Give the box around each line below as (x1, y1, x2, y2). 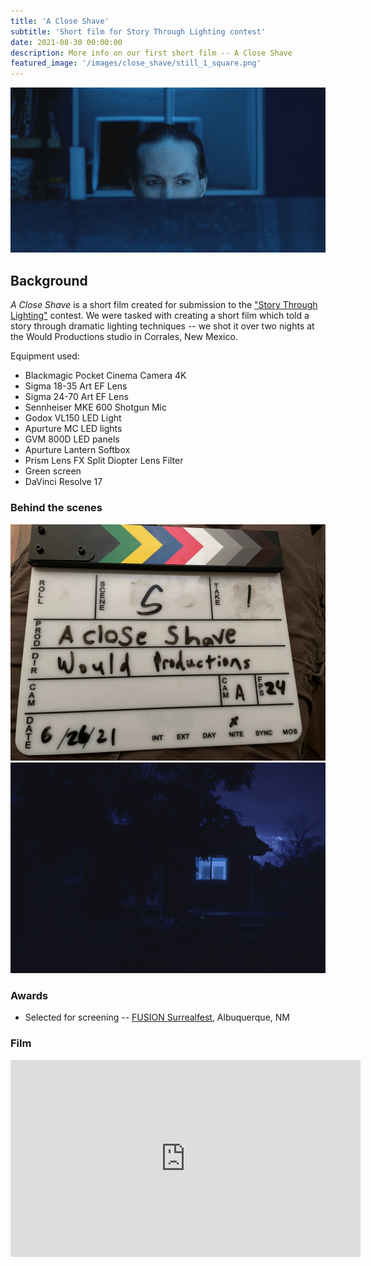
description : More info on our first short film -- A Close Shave (10, 48, 293, 58)
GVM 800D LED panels (24, 433, 120, 445)
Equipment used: (10, 350, 80, 362)
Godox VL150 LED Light (24, 412, 122, 424)
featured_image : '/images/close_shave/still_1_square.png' (10, 58, 262, 69)
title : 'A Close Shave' (10, 16, 110, 26)
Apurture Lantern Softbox (24, 444, 131, 456)
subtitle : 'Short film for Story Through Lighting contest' (10, 26, 267, 37)
